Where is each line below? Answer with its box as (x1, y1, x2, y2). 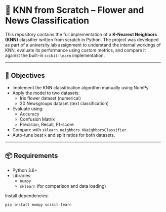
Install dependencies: (5, 193, 49, 199)
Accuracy (19, 111, 40, 117)
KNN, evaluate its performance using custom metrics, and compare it (5, 47, 146, 53)
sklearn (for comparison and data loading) (19, 183, 106, 189)
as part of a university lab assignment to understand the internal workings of (5, 42, 161, 48)
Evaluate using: (12, 106, 43, 111)
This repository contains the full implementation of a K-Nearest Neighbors (5, 31, 157, 37)
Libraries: (12, 172, 32, 178)
